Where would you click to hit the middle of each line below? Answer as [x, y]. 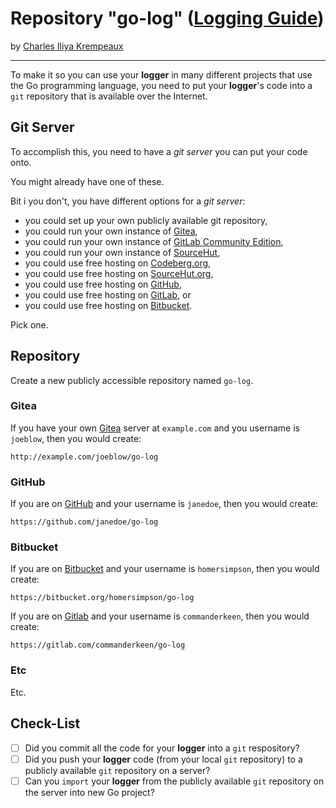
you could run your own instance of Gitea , [111, 231]
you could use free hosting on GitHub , [103, 284]
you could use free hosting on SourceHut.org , [119, 273]
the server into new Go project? [89, 792]
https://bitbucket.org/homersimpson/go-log [102, 598]
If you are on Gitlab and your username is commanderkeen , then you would [160, 616]
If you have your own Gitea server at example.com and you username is [155, 428]
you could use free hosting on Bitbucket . [108, 305]
